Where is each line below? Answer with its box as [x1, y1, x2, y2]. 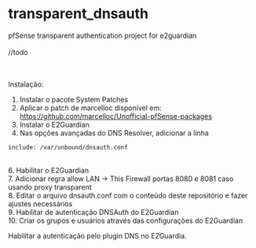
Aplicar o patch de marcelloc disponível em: [19, 103, 163, 113]
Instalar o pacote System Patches [19, 94, 129, 104]
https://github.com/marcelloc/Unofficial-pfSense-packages [19, 111, 213, 120]
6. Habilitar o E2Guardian [8, 165, 89, 175]
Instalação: [8, 80, 44, 89]
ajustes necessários [8, 198, 73, 209]
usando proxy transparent [8, 182, 92, 191]
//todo [8, 47, 28, 57]
